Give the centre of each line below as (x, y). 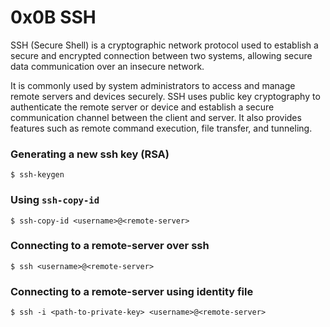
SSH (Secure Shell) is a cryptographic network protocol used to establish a (164, 45)
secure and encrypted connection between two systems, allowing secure (161, 55)
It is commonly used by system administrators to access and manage (153, 85)
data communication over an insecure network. (107, 66)
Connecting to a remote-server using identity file (132, 291)
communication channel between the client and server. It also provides (156, 117)
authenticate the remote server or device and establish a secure (142, 107)
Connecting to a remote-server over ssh (110, 246)
